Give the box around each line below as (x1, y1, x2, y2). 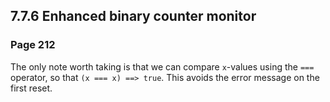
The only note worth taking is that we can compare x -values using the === (10, 60, 315, 73)
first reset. (10, 82, 53, 94)
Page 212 (10, 38, 56, 52)
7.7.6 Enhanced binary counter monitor (10, 8, 257, 25)
